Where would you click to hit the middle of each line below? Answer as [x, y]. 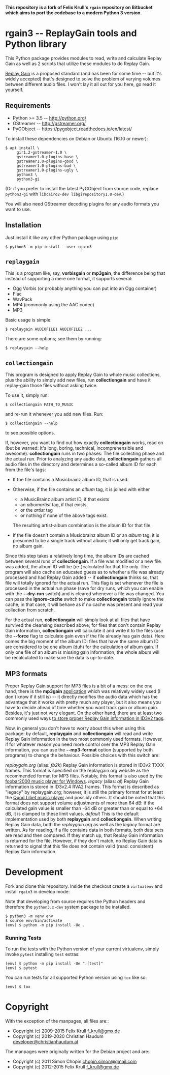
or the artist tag [37, 510]
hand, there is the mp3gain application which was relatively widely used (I [83, 691]
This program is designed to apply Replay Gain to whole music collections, [83, 375]
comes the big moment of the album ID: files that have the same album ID [82, 642]
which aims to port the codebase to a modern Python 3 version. [74, 13]
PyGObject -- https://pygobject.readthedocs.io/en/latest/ [72, 129]
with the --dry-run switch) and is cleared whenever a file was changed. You [85, 594]
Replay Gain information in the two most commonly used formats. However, [84, 739]
